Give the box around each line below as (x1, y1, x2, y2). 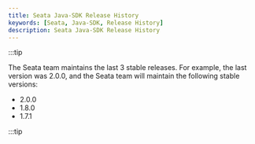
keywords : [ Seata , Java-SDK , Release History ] (8, 19, 164, 27)
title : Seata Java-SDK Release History (8, 11, 139, 20)
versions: (8, 79, 38, 89)
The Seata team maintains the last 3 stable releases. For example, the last (8, 63, 247, 72)
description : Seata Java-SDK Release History (8, 26, 160, 34)
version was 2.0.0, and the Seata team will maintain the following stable (8, 72, 240, 81)
